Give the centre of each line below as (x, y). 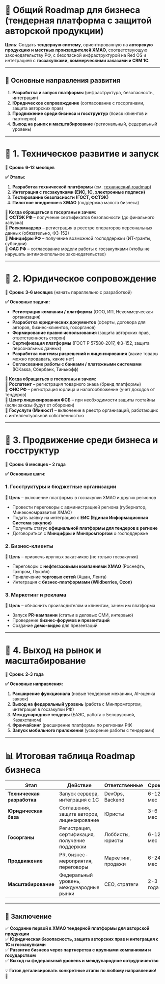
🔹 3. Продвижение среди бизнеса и (82, 440)
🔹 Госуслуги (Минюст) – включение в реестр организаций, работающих (82, 410)
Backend (114, 800)
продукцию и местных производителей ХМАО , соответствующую (76, 50)
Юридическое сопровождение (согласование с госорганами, (78, 103)
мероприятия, (76, 861)
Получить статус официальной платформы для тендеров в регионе (85, 528)
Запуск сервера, (79, 794)
